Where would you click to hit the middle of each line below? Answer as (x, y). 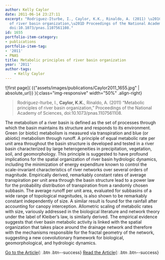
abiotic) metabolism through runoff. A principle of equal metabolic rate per (80, 138)
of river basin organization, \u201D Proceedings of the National (78, 23)
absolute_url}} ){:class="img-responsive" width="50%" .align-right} (74, 93)
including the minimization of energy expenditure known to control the (76, 164)
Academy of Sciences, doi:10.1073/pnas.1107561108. (70, 113)
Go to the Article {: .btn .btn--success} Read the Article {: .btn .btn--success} (82, 252)
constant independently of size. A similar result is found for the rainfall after (82, 201)
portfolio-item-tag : (26, 46)
